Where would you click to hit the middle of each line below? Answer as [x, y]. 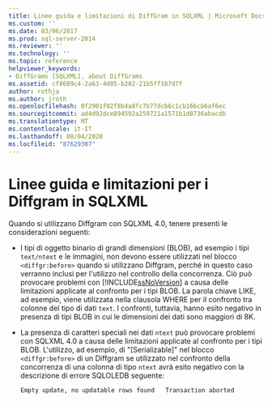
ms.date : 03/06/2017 [43, 31]
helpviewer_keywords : [45, 69]
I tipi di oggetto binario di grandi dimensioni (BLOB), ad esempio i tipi [134, 248]
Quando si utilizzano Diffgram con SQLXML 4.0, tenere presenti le [118, 224]
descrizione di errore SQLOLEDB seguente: [92, 376]
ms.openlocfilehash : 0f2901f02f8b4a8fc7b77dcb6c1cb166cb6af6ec [117, 106]
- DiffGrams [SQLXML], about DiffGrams [76, 76]
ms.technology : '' [39, 53]
